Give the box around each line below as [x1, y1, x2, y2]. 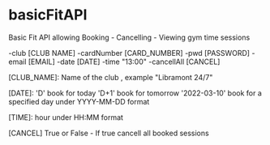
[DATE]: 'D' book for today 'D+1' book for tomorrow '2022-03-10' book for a [8, 87, 262, 98]
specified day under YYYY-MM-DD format [8, 96, 150, 106]
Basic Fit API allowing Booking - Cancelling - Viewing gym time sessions [8, 32, 251, 42]
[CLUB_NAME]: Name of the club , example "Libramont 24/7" [8, 72, 213, 82]
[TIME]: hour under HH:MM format [8, 112, 124, 122]
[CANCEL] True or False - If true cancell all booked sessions [8, 128, 209, 138]
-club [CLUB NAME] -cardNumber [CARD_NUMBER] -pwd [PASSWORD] [8, 48, 250, 58]
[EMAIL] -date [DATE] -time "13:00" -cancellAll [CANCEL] [28, 57, 221, 66]
